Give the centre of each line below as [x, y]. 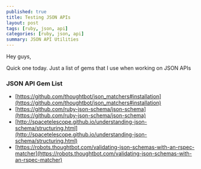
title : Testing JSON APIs [38, 17]
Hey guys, [19, 56]
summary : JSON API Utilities [42, 39]
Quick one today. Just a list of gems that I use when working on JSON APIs [99, 68]
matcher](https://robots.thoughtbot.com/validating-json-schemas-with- [103, 153]
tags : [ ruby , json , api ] [37, 28]
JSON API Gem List [34, 83]
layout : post [22, 23]
